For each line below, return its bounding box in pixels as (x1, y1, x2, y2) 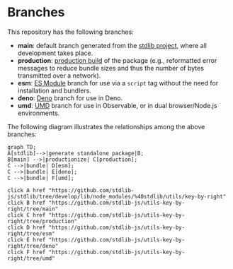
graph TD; (7, 143, 37, 150)
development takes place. (17, 49, 93, 57)
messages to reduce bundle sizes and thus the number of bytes (17, 64, 204, 72)
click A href (7, 186, 46, 194)
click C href (7, 211, 46, 219)
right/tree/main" (7, 205, 59, 213)
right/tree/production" (7, 217, 78, 225)
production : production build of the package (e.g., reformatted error (17, 56, 217, 64)
